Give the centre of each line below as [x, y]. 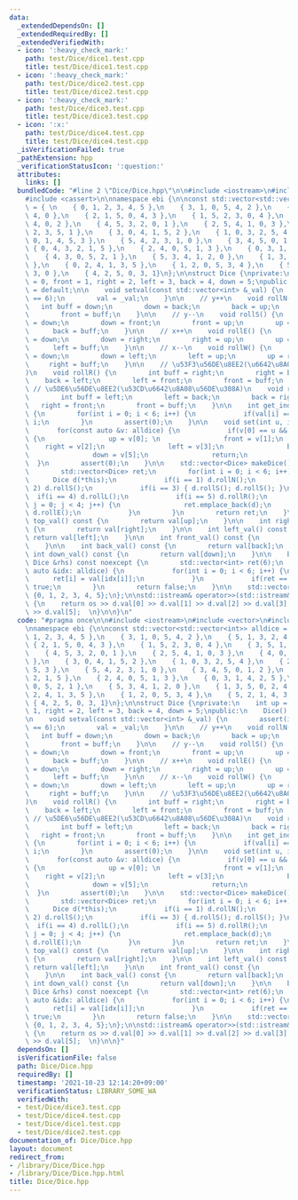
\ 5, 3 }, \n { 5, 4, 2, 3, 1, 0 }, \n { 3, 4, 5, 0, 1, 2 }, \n [154, 670]
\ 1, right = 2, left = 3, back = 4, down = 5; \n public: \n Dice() [157, 711]
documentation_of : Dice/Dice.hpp [71, 1140]
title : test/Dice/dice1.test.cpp [87, 68]
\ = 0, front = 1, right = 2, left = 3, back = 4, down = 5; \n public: [158, 282]
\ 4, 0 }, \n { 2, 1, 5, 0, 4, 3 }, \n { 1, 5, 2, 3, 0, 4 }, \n [154, 215]
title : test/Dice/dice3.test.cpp [87, 116]
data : [19, 17]
